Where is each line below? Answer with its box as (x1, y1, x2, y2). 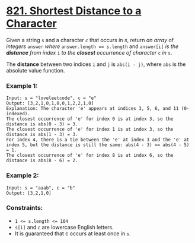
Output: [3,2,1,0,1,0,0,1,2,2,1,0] (6, 100, 94, 106)
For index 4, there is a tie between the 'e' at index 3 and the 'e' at (6, 137, 190, 143)
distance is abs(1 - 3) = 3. (6, 132, 78, 138)
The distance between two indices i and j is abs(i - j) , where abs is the (6, 61, 186, 68)
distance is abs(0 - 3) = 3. (6, 121, 78, 127)
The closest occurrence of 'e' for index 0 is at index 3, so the (6, 116, 174, 122)
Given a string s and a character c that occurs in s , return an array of (6, 36, 174, 43)
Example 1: (6, 81, 38, 90)
